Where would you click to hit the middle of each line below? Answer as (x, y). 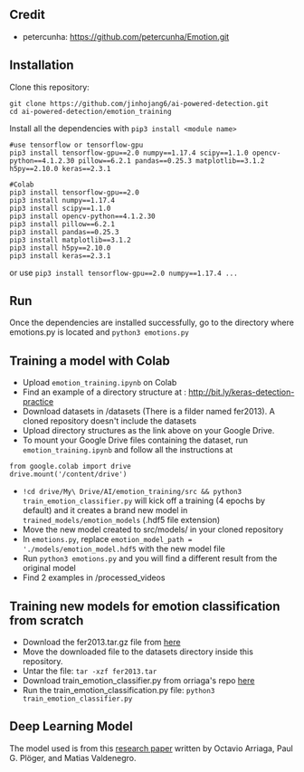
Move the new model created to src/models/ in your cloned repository (153, 529)
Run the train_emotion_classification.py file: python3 (119, 691)
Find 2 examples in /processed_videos (94, 577)
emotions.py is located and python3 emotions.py (100, 332)
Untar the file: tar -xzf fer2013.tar (90, 671)
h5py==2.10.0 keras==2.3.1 (60, 168)
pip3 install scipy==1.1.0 (60, 208)
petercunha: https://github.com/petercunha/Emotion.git (126, 36)
